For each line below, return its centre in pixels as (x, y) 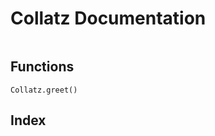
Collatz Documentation (108, 18)
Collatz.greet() (44, 90)
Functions (42, 67)
